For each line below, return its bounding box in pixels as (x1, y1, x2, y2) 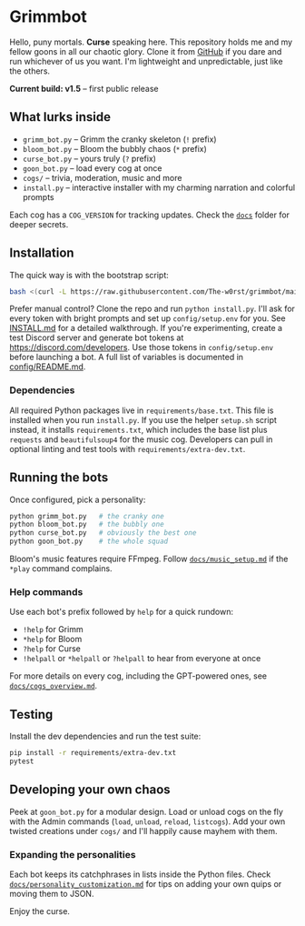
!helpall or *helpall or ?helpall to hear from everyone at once (22, 653, 261, 664)
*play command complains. (9, 563, 113, 574)
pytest (9, 757, 34, 766)
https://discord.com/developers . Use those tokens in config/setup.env (9, 342, 274, 353)
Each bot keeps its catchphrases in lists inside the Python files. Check (9, 869, 271, 880)
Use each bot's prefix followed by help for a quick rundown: (9, 607, 234, 618)
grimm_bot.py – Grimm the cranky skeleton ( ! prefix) (22, 134, 217, 145)
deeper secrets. (9, 218, 69, 229)
